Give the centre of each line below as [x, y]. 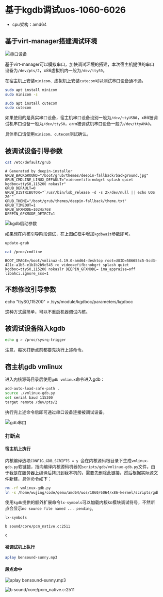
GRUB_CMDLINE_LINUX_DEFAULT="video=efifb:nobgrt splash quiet [69, 180]
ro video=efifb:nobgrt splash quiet [92, 265]
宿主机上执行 [18, 449]
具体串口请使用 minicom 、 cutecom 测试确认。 [48, 134]
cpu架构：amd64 [29, 24]
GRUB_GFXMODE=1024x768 [28, 209]
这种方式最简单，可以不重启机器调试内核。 [48, 312]
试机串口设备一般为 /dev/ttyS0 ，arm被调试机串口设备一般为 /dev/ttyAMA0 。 [80, 124]
